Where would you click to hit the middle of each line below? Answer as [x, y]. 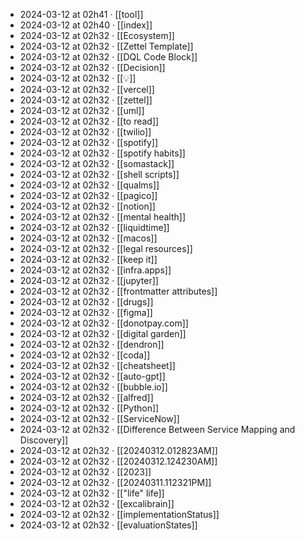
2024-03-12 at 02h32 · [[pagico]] [88, 195]
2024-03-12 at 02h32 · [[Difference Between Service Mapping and [157, 429]
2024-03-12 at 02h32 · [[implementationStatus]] [119, 514]
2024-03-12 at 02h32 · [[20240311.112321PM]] [115, 482]
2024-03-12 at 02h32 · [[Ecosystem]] [97, 35]
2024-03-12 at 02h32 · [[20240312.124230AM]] [118, 461]
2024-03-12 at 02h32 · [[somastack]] [97, 163]
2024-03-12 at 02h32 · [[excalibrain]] [97, 503]
